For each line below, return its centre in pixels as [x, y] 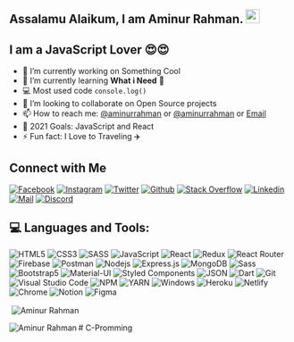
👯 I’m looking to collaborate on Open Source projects [119, 104]
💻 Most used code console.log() [84, 91]
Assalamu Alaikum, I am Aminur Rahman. [126, 19]
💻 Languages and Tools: [80, 228]
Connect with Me [58, 167]
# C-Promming [105, 328]
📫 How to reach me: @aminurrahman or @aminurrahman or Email [144, 113]
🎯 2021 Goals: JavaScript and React [88, 127]
